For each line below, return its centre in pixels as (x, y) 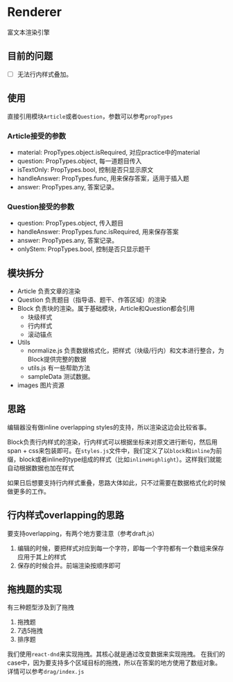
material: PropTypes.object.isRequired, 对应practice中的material (109, 152)
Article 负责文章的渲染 (49, 291)
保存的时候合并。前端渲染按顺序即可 (69, 565)
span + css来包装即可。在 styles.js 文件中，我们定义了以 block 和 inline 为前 (115, 450)
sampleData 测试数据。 (61, 377)
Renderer (35, 12)
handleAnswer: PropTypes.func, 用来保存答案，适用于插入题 (103, 178)
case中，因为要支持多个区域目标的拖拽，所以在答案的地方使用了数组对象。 (114, 663)
